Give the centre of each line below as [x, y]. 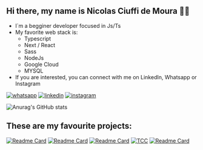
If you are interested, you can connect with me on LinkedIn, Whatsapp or [106, 77]
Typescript [38, 38]
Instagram [28, 83]
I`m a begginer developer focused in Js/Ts [68, 25]
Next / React [40, 45]
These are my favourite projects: [69, 126]
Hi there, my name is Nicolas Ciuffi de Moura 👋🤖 [98, 11]
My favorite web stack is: [46, 32]
